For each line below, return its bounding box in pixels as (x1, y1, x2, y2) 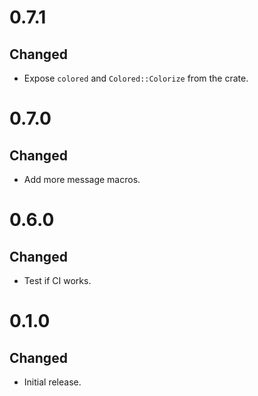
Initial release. (23, 376, 82, 388)
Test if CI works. (23, 275, 92, 286)
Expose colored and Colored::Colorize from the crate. (23, 72, 249, 84)
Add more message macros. (23, 174, 141, 185)
